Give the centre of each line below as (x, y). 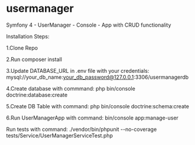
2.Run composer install (34, 59)
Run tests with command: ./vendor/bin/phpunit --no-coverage (82, 129)
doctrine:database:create (37, 95)
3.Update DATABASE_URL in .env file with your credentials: (78, 70)
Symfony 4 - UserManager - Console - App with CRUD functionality (89, 25)
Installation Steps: (28, 36)
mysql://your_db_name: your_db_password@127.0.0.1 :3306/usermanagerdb (97, 77)
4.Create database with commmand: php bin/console (71, 88)
